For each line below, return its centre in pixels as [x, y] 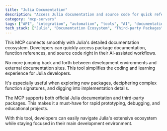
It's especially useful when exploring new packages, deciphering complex [81, 83]
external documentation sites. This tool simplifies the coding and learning [80, 68]
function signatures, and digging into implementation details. [67, 88]
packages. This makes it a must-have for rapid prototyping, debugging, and [83, 103]
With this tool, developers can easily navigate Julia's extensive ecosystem [81, 118]
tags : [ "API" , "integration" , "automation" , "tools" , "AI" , [69, 24]
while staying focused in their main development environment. [69, 124]
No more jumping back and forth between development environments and [81, 63]
